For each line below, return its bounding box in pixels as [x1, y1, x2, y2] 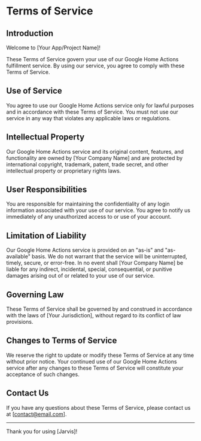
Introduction [6, 28, 54, 38]
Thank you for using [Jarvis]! [6, 428, 78, 435]
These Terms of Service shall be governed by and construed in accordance [6, 305, 193, 313]
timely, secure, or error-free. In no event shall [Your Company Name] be [6, 260, 184, 267]
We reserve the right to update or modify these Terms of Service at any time [6, 351, 194, 359]
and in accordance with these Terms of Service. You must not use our [6, 108, 178, 115]
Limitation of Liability [6, 230, 87, 241]
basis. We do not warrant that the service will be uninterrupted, [32, 253, 187, 260]
